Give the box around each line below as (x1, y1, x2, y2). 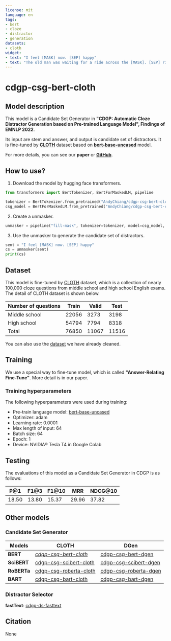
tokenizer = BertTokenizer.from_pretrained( (5, 199, 101, 204)
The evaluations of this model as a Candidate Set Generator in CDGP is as (5, 470, 160, 476)
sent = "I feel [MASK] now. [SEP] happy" (5, 242, 95, 247)
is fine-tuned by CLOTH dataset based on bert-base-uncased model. (5, 142, 152, 148)
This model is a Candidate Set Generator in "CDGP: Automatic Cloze (5, 116, 150, 122)
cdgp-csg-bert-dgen (100, 551, 154, 558)
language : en (5, 12, 33, 17)
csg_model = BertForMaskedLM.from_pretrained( (5, 204, 106, 209)
